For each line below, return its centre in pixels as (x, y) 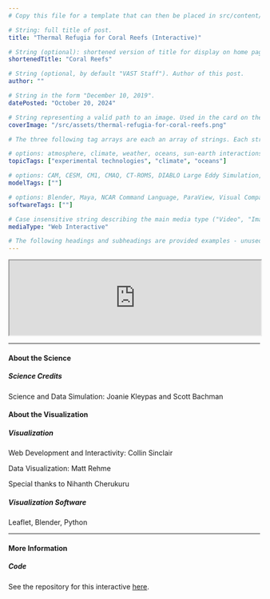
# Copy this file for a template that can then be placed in (112, 16)
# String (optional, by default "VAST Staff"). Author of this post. (127, 74)
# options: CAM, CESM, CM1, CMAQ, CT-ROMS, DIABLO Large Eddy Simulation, (135, 176)
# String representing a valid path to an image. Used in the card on (128, 117)
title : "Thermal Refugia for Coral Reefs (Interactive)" (105, 38)
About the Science (40, 358)
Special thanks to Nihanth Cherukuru (69, 484)
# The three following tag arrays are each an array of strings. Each (128, 139)
